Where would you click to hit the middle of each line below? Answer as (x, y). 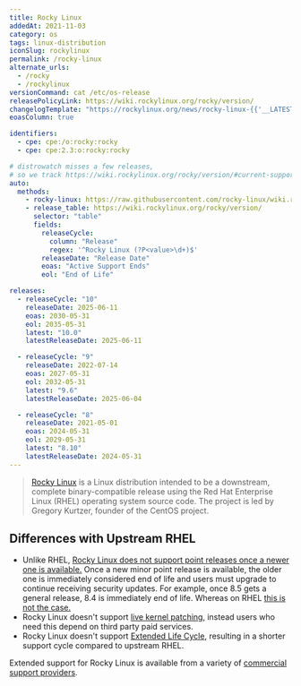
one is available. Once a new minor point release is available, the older (152, 570)
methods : (34, 192)
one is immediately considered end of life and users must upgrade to (149, 579)
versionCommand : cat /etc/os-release (80, 92)
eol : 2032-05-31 (56, 382)
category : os (34, 34)
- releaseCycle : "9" (56, 357)
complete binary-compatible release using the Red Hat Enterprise (152, 491)
